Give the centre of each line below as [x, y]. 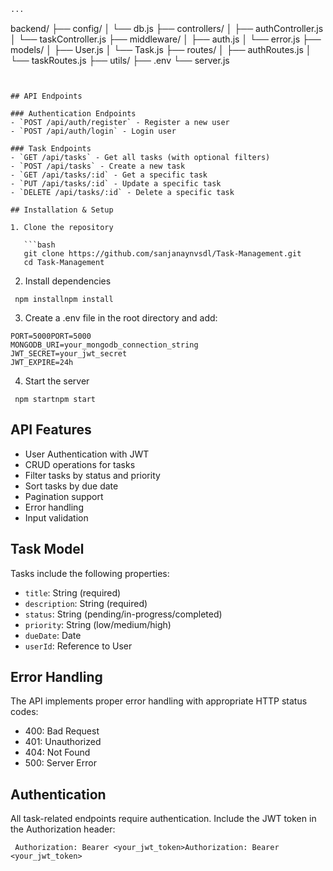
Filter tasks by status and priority [92, 475]
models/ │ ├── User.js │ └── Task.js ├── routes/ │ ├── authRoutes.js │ [161, 49]
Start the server [57, 381]
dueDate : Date [53, 635]
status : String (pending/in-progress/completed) [123, 614]
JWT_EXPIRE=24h [42, 362]
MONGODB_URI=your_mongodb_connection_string [104, 345]
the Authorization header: [63, 829]
